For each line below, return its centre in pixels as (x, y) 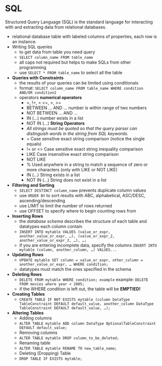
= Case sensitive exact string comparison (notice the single (86, 138)
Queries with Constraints (38, 78)
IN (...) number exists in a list (55, 118)
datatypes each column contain (51, 226)
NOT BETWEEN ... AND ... (52, 113)
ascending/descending (42, 200)
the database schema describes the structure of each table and (83, 221)
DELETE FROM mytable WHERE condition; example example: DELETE (84, 279)
